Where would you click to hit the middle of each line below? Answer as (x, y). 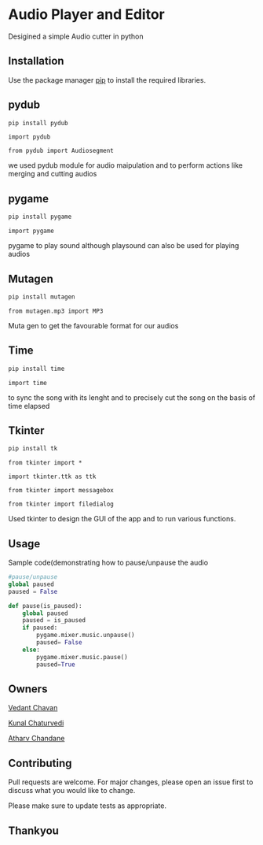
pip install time (37, 369)
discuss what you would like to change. (72, 791)
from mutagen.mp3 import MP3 (56, 311)
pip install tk (33, 449)
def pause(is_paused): (45, 606)
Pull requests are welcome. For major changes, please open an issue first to (131, 782)
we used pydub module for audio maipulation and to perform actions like (126, 165)
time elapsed (29, 406)
